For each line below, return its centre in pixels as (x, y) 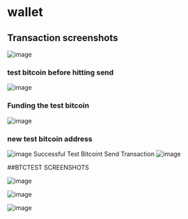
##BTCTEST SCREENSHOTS (48, 167)
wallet (25, 12)
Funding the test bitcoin (48, 106)
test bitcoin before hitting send (61, 72)
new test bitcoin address (50, 138)
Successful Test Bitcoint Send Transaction (94, 154)
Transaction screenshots (63, 38)
